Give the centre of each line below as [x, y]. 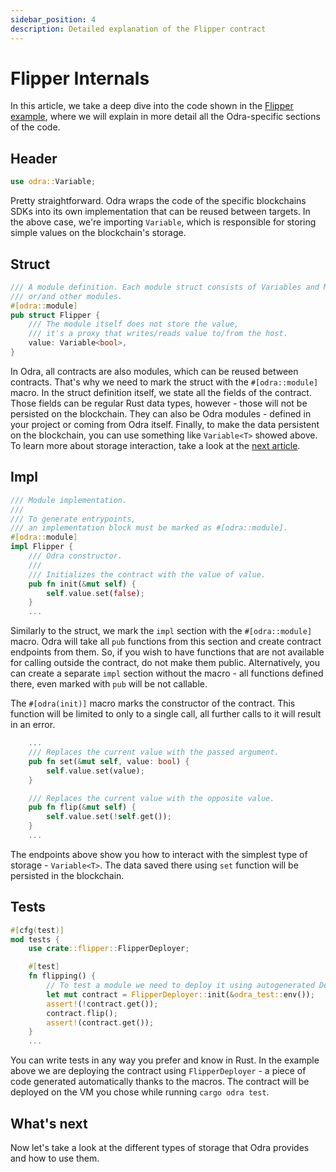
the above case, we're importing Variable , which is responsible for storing [163, 222]
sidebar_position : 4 [53, 19]
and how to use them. [55, 1158]
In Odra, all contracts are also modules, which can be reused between [154, 371]
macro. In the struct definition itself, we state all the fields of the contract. [161, 392]
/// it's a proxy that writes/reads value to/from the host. [158, 334]
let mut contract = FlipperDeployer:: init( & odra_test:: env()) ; [180, 994]
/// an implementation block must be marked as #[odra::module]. [149, 528]
